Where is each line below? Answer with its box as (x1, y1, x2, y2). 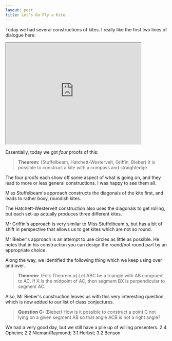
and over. (5, 262, 25, 268)
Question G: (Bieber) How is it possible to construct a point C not (17, 309, 156, 315)
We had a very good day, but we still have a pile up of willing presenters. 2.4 (5, 324, 167, 330)
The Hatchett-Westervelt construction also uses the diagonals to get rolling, (5, 205, 165, 211)
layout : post (5, 7, 33, 13)
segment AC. (17, 283, 46, 290)
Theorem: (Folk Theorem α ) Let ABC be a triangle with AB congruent (17, 272, 164, 278)
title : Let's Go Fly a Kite (5, 12, 66, 17)
